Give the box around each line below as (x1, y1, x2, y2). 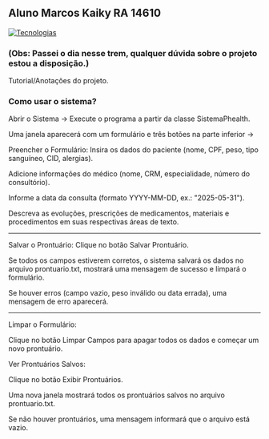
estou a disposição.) (8, 58, 90, 69)
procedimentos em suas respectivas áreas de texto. (8, 217, 179, 227)
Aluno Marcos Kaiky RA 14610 (8, 6, 162, 20)
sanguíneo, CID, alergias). (8, 154, 94, 163)
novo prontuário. (8, 344, 63, 353)
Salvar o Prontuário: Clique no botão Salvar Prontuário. (8, 240, 190, 250)
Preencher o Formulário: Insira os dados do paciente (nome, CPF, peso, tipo (8, 145, 259, 155)
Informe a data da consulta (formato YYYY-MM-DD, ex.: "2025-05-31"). (8, 193, 245, 203)
